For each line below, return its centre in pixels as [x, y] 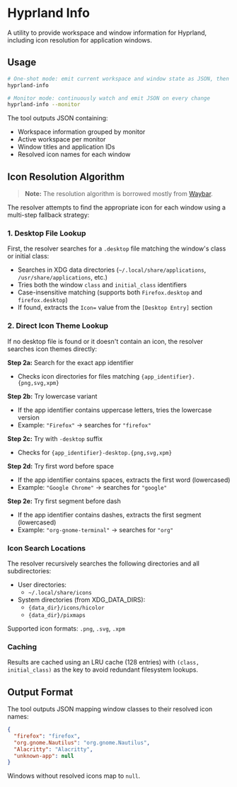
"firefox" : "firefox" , [47, 736]
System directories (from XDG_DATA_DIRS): [81, 599]
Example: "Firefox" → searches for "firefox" [84, 425]
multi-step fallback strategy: [48, 215]
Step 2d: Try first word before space [61, 466]
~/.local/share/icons [60, 592]
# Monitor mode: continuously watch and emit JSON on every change [109, 98]
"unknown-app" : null [44, 756]
